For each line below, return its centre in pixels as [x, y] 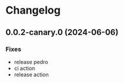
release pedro [31, 62]
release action [31, 74]
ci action [25, 68]
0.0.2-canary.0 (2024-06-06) [62, 32]
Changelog [33, 10]
